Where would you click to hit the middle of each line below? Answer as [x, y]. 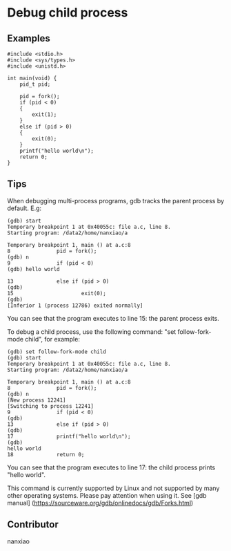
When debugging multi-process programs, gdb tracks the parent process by [116, 200]
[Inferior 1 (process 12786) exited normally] [75, 306]
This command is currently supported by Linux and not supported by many [113, 488]
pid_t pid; [35, 84]
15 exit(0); [57, 293]
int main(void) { [32, 78]
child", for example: [53, 339]
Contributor [33, 524]
